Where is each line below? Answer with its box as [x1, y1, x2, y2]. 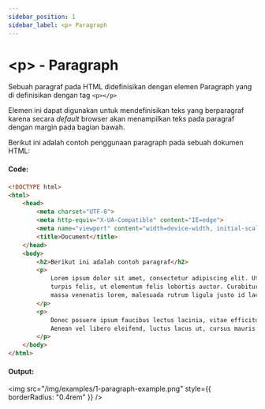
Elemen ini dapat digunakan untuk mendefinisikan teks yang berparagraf [8, 106, 244, 115]
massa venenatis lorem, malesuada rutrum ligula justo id [50, 291, 245, 299]
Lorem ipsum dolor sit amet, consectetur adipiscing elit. [50, 275, 248, 283]
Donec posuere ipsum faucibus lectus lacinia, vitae [50, 316, 227, 324]
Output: [8, 366, 34, 376]
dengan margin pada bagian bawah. [8, 122, 125, 132]
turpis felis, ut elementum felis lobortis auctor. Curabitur [50, 283, 259, 291]
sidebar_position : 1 [8, 13, 77, 21]
